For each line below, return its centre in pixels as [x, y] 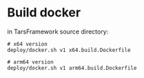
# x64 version [28, 44]
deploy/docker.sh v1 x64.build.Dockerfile [69, 50]
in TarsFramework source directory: [58, 31]
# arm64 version [30, 62]
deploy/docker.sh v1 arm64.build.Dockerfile [72, 68]
